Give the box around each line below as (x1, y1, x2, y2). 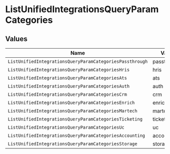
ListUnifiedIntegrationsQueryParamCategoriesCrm (8, 92, 127, 97)
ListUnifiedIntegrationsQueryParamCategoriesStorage (8, 141, 138, 146)
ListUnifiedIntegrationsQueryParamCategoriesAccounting (8, 133, 145, 138)
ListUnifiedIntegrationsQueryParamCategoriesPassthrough (8, 59, 148, 64)
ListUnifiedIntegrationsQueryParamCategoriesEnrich (8, 100, 135, 105)
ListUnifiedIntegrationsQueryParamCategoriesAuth (8, 84, 130, 89)
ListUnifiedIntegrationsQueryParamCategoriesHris (8, 67, 130, 72)
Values (5, 34, 28, 43)
